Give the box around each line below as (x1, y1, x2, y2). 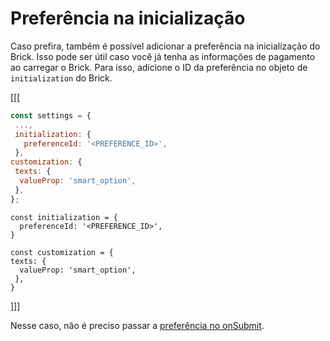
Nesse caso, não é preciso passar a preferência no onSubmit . (10, 319, 265, 331)
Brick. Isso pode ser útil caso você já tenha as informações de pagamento (10, 50, 316, 62)
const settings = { (10, 110, 92, 121)
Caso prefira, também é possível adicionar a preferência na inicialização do (10, 40, 321, 52)
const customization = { (10, 247, 114, 257)
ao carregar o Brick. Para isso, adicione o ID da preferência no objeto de (10, 61, 308, 73)
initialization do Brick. (10, 72, 113, 84)
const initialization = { (10, 212, 118, 222)
